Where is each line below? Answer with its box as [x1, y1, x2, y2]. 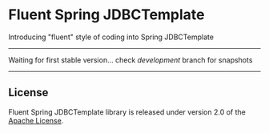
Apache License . [8, 115, 64, 125]
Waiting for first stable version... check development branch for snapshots [8, 54, 253, 65]
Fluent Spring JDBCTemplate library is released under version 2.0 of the [8, 107, 246, 117]
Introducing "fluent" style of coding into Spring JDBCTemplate [8, 32, 215, 42]
